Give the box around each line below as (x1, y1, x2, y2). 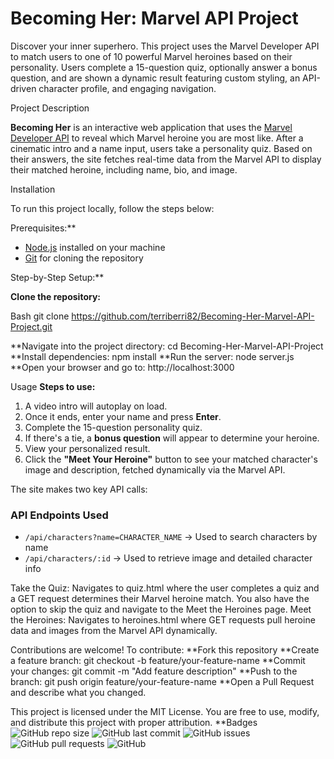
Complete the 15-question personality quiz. (24, 421, 203, 433)
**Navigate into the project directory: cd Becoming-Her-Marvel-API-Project (10, 340, 324, 352)
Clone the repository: (10, 290, 101, 302)
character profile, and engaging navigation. (38, 82, 217, 94)
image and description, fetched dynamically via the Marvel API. (24, 463, 286, 476)
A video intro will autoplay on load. (24, 400, 168, 412)
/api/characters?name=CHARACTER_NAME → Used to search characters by (24, 531, 318, 543)
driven (10, 82, 37, 94)
